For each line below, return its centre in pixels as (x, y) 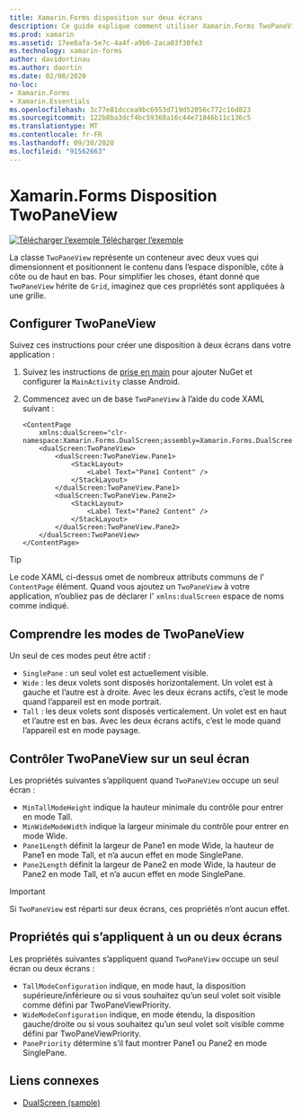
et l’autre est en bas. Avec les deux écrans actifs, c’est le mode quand (151, 721)
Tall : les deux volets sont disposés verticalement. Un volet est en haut (155, 712)
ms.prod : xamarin (42, 34)
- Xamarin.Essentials (50, 101)
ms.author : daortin (46, 68)
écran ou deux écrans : (52, 968)
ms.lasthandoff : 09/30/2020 (62, 143)
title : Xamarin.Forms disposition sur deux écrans (106, 18)
